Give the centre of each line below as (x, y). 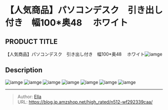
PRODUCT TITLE (31, 41)
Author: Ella (29, 96)
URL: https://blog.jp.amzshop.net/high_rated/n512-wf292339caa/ (85, 102)
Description (24, 70)
